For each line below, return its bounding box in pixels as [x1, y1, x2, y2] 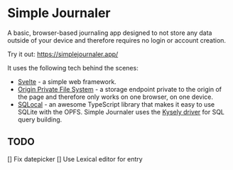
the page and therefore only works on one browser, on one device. [17, 92, 213, 101]
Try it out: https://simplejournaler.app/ [7, 50, 119, 58]
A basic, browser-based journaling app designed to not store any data [7, 28, 212, 37]
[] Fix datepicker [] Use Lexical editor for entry [7, 154, 143, 163]
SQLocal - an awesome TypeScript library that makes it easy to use [17, 100, 215, 108]
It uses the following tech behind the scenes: [7, 63, 139, 72]
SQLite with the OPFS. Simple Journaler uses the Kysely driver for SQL [17, 107, 225, 116]
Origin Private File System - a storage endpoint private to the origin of [17, 85, 222, 93]
